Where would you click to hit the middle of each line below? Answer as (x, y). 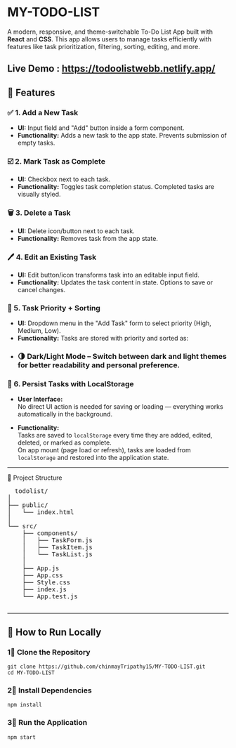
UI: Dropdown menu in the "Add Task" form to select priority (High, (114, 323)
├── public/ (28, 505)
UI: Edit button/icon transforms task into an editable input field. (109, 275)
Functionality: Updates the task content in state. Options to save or (115, 282)
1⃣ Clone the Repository (49, 652)
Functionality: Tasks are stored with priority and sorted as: (103, 339)
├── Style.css (46, 583)
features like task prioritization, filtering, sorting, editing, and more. (104, 46)
